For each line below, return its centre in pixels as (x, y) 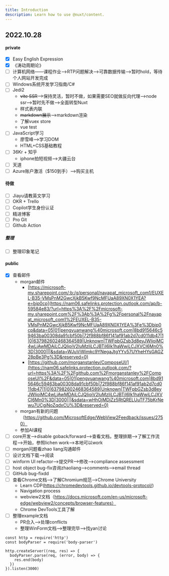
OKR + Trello (26, 201)
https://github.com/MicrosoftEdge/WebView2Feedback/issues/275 (94, 417)
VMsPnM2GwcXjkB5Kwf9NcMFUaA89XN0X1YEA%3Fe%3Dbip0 (95, 325)
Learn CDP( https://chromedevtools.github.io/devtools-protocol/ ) (87, 485)
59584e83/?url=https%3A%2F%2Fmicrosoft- (75, 308)
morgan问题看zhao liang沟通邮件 (47, 449)
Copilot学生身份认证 (33, 208)
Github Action (27, 225)
